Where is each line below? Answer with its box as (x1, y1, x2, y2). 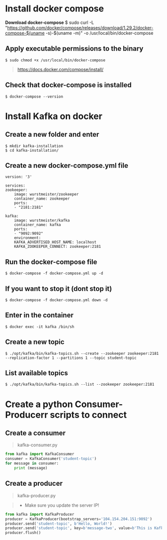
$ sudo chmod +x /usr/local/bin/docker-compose (5, 58, 106, 63)
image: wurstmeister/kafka (14, 218, 70, 223)
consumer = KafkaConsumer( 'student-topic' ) (5, 456, 97, 461)
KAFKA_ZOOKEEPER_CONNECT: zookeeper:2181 (14, 244, 101, 249)
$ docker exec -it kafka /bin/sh (5, 324, 75, 329)
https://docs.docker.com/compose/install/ (17, 66, 103, 72)
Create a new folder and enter (5, 130, 99, 139)
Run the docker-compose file (5, 257, 97, 266)
